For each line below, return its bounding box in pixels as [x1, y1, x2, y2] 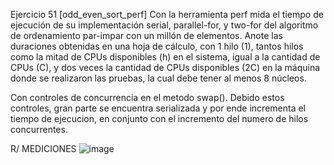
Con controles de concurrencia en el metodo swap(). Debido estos [10, 92, 285, 103]
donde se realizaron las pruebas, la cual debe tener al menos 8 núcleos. [10, 72, 307, 84]
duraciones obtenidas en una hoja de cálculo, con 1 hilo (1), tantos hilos [10, 40, 304, 52]
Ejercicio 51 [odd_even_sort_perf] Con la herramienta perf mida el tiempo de [10, 9, 324, 20]
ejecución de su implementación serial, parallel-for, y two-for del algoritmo [10, 19, 319, 31]
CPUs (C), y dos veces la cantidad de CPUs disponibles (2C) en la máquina [10, 62, 321, 73]
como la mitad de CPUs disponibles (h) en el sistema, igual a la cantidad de [10, 51, 321, 63]
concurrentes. [10, 124, 68, 135]
